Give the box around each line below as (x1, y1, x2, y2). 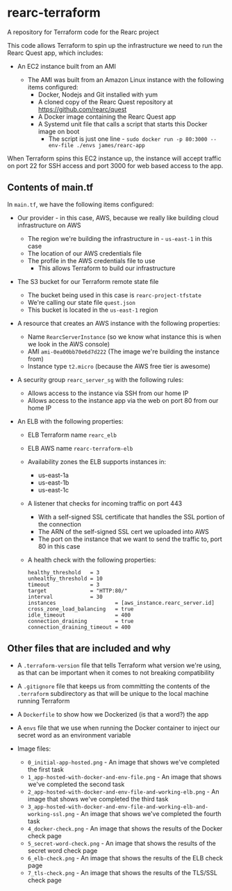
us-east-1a (38, 471, 69, 479)
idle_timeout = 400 (27, 611, 131, 619)
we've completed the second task (27, 780, 125, 788)
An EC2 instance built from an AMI (17, 62, 117, 70)
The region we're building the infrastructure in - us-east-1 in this (27, 234, 213, 242)
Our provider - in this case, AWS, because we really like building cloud (17, 213, 219, 222)
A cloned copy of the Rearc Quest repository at (38, 97, 174, 106)
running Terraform (17, 697, 70, 705)
